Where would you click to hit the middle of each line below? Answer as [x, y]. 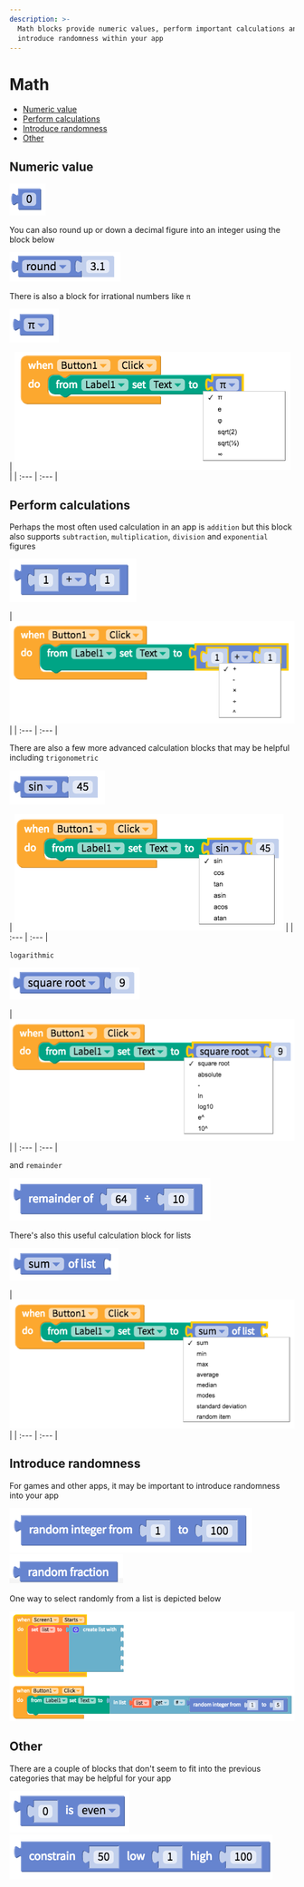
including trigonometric [54, 758]
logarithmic [32, 956]
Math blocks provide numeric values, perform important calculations [151, 29]
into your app [34, 1495]
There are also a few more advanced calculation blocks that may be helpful [150, 748]
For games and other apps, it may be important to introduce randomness [145, 1485]
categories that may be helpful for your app [90, 1778]
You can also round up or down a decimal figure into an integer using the [145, 230]
